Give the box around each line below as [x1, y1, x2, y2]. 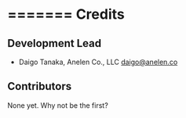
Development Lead [7, 37, 102, 50]
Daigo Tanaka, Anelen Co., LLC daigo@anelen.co [18, 57, 178, 66]
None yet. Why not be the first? [7, 100, 109, 110]
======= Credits [7, 5, 125, 23]
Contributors [7, 80, 72, 93]
